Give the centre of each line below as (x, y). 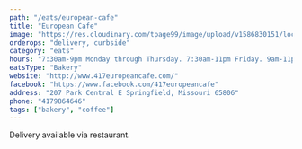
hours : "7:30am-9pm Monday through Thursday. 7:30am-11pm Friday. (136, 59)
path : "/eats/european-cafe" (64, 18)
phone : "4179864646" (48, 101)
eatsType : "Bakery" (46, 68)
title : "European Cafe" (54, 26)
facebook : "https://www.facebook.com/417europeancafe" (114, 84)
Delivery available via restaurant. (70, 135)
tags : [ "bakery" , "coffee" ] (62, 110)
